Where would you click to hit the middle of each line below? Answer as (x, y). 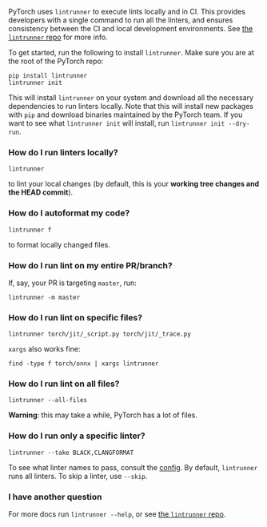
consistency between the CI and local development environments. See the (131, 28)
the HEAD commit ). (41, 192)
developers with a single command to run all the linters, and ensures (121, 20)
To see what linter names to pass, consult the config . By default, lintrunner (133, 467)
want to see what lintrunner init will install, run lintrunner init (117, 123)
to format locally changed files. (59, 244)
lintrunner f (30, 230)
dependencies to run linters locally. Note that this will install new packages (131, 106)
